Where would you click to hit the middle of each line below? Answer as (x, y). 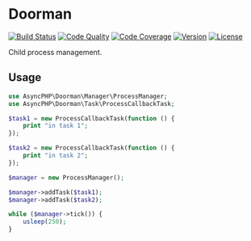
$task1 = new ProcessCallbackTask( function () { (92, 118)
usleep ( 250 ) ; (45, 222)
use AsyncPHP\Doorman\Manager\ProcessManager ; (88, 96)
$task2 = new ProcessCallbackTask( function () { (92, 148)
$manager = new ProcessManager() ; (67, 178)
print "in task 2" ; (56, 155)
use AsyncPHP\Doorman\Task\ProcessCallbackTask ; (92, 104)
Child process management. (55, 52)
